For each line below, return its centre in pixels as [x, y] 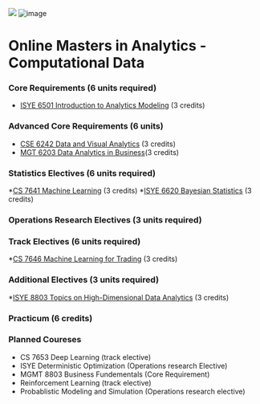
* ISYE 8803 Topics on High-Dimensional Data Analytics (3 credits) [119, 297]
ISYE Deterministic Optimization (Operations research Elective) [124, 365]
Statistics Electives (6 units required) [82, 173]
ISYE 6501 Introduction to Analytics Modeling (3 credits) [112, 105]
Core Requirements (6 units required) [83, 88]
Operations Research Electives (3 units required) [105, 220]
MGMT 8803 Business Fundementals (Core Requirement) [115, 374]
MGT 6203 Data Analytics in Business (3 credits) [99, 152]
